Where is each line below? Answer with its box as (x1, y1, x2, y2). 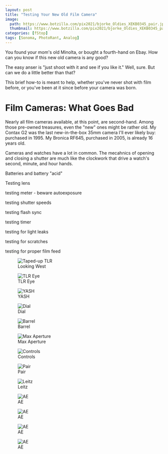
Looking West (17, 263, 46, 269)
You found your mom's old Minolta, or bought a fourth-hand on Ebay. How (5, 49, 158, 55)
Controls (17, 354, 35, 360)
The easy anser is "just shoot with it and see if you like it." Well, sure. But (5, 64, 155, 70)
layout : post (5, 7, 32, 13)
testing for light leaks (5, 229, 48, 235)
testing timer (5, 219, 31, 225)
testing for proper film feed (5, 248, 61, 254)
